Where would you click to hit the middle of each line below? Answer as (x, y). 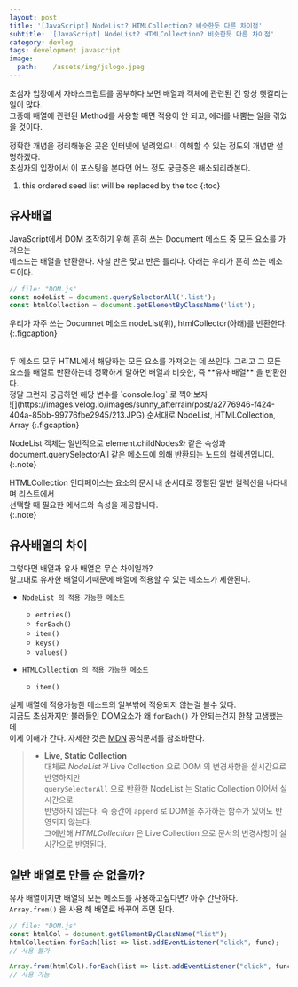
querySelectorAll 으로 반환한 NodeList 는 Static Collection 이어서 (161, 789)
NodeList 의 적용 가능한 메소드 (74, 598)
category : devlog (41, 42)
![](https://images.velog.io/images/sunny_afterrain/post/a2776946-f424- (142, 404)
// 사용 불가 (30, 951)
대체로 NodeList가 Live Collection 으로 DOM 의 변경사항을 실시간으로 (165, 767)
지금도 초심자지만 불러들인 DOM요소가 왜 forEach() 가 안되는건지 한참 (131, 716)
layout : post (33, 17)
